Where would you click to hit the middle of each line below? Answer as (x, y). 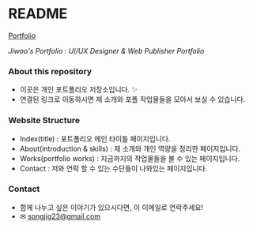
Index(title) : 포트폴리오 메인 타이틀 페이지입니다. (95, 138)
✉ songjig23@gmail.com (60, 216)
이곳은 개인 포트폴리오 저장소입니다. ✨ (79, 90)
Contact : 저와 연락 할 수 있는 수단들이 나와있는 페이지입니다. (113, 168)
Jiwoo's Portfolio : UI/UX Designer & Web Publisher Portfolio (106, 51)
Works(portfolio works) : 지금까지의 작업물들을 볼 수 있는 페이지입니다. (130, 158)
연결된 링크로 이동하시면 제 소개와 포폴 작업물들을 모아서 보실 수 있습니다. (132, 99)
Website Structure (44, 121)
